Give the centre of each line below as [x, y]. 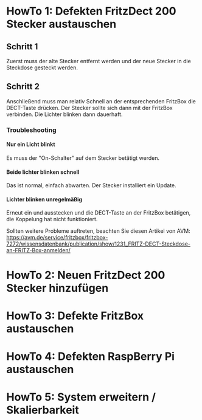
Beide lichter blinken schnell [43, 172]
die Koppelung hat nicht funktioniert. [52, 219]
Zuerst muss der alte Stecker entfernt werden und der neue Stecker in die [99, 61]
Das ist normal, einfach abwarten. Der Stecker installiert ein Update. [91, 185]
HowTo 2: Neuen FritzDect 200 [86, 275]
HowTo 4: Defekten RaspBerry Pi [91, 356]
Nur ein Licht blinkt [31, 145]
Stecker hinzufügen [57, 288]
